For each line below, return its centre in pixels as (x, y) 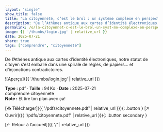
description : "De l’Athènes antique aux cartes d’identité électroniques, (82, 23)
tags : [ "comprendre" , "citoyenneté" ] (43, 45)
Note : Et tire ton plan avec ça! (35, 98)
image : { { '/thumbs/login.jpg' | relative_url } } (56, 32)
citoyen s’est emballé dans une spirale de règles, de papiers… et (69, 64)
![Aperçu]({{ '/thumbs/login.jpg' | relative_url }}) (53, 79)
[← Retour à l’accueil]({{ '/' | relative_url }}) (48, 124)
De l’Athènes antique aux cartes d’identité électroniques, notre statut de (76, 59)
